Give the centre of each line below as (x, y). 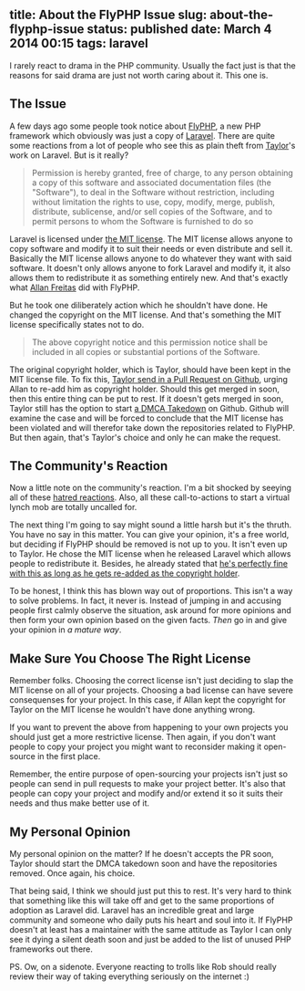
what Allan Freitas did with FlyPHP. (75, 287)
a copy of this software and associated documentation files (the (151, 183)
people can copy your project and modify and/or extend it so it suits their (147, 794)
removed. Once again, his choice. (72, 873)
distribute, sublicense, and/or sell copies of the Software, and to (152, 211)
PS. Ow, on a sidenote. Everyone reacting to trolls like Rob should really (143, 967)
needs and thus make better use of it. (80, 803)
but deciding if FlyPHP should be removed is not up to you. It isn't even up (149, 544)
